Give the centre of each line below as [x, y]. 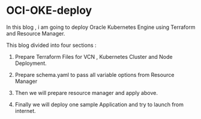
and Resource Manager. [36, 33]
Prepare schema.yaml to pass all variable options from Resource [94, 75]
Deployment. [31, 63]
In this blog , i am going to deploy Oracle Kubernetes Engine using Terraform [101, 27]
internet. [25, 111]
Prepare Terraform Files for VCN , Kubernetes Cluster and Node [94, 56]
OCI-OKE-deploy [49, 11]
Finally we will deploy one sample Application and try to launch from [99, 104]
